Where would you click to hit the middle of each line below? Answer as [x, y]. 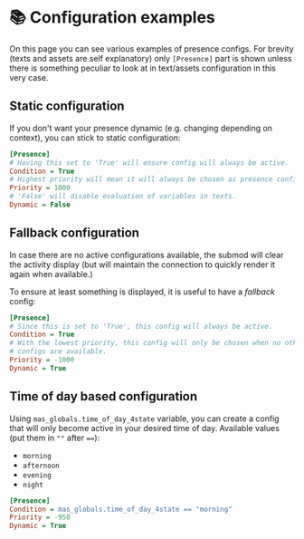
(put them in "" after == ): [55, 438]
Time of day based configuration [104, 396]
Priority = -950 [40, 517]
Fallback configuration [75, 233]
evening [37, 475]
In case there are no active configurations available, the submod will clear [147, 255]
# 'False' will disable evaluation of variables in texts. [123, 197]
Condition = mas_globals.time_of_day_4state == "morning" [121, 509]
